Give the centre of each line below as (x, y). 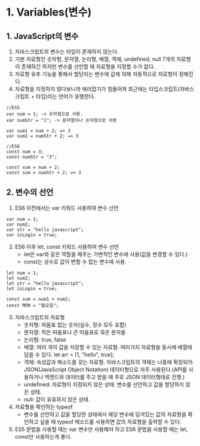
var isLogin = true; (32, 235)
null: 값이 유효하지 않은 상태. (57, 399)
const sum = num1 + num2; (38, 299)
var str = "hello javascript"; (45, 230)
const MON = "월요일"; (33, 305)
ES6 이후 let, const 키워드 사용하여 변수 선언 (67, 247)
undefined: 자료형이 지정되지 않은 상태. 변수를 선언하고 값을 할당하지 (104, 384)
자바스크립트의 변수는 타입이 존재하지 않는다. (67, 52)
